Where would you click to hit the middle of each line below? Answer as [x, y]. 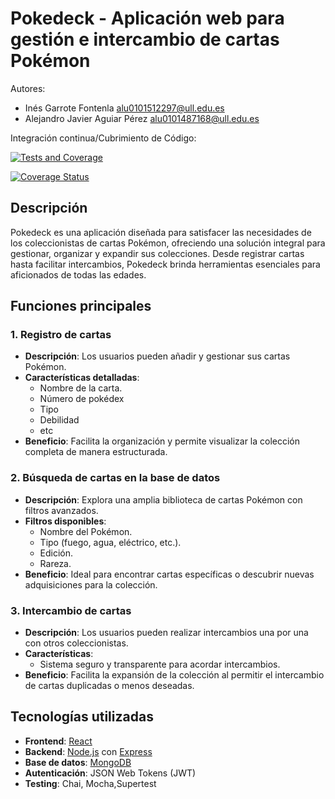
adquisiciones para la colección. [91, 584]
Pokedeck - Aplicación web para [147, 18]
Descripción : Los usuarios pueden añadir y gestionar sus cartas [157, 356]
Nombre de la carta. [81, 388]
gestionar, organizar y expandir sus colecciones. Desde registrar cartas [157, 253]
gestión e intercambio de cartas [145, 39]
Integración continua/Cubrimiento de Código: [103, 138]
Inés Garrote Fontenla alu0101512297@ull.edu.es [124, 108]
